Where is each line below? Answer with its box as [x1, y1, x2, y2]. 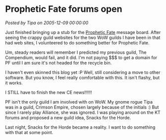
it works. [5, 80, 23, 86]
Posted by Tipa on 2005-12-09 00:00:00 [5, 20, 89, 26]
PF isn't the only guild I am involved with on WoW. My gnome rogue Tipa [5, 99, 153, 105]
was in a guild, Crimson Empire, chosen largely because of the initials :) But [5, 104, 159, 110]
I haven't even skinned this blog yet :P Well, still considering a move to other [5, 69, 161, 75]
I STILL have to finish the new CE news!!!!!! [5, 89, 92, 95]
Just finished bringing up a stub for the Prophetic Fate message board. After [5, 29, 161, 35]
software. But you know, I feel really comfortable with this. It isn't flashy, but [5, 74, 160, 80]
